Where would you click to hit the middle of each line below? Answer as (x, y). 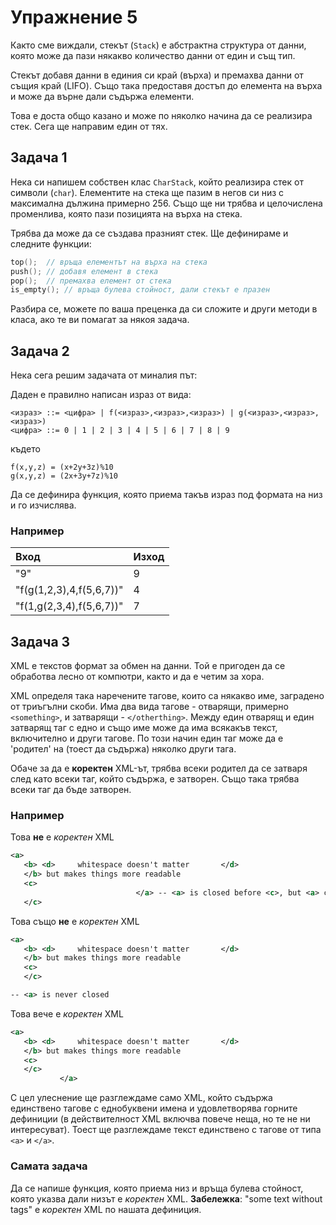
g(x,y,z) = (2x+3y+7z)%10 (64, 476)
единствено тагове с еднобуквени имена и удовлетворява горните (154, 1108)
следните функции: (51, 243)
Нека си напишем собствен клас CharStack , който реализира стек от (157, 182)
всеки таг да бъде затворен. (71, 790)
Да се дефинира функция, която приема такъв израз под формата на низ (166, 495)
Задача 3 (40, 641)
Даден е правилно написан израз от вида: (101, 395)
